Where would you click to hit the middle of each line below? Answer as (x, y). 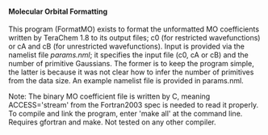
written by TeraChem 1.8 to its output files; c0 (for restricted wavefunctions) (134, 38)
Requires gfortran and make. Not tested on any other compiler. (112, 122)
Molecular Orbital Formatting (58, 11)
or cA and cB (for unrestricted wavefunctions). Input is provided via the (126, 46)
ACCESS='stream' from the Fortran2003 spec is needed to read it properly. (134, 105)
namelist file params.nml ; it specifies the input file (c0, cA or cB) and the (128, 55)
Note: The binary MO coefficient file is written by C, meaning (109, 96)
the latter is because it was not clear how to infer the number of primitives (131, 72)
